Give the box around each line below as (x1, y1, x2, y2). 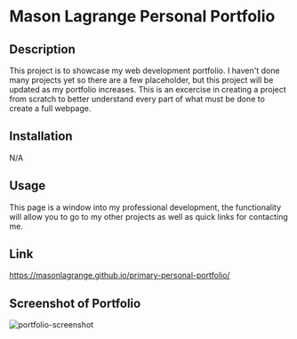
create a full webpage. (9, 103, 92, 113)
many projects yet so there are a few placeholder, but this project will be (9, 75, 274, 85)
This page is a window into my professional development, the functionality (9, 202, 282, 213)
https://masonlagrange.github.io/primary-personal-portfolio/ (9, 270, 230, 281)
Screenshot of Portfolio (9, 295, 141, 311)
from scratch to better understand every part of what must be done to (9, 93, 265, 104)
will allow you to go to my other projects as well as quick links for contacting (9, 211, 288, 222)
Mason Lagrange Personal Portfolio (9, 6, 276, 27)
